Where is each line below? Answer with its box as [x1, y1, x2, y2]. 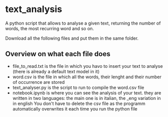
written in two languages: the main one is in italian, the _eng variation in [12, 95, 161, 101]
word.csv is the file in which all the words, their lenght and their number [12, 74, 161, 80]
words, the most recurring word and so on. [5, 25, 94, 31]
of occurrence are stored [12, 79, 65, 85]
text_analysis [5, 4, 62, 15]
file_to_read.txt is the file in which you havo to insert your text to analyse [12, 63, 163, 69]
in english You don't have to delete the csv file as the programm [12, 100, 145, 106]
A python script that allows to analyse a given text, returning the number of [5, 20, 161, 26]
